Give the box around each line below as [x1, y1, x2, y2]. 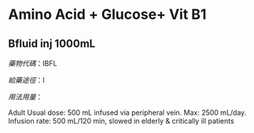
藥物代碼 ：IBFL [8, 59, 57, 68]
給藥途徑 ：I [8, 76, 45, 84]
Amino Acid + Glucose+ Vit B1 [8, 6, 207, 24]
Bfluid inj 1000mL [8, 37, 96, 50]
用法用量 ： [8, 92, 43, 102]
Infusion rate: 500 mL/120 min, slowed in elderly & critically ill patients [8, 116, 234, 125]
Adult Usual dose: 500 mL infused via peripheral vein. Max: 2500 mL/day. [8, 108, 247, 117]
